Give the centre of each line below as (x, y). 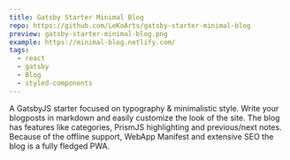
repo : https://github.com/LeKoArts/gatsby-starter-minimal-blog (130, 26)
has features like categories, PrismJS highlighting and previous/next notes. (145, 127)
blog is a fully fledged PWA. (60, 146)
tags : (19, 50)
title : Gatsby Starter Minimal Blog (76, 17)
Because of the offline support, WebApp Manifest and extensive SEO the (141, 136)
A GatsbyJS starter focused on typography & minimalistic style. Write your (144, 108)
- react (31, 58)
